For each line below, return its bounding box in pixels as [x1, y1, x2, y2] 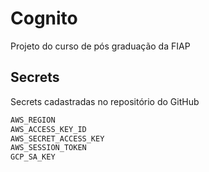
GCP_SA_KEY [10, 152, 56, 162]
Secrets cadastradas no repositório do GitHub [10, 95, 200, 107]
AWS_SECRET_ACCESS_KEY [10, 133, 105, 144]
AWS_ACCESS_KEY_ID [10, 124, 87, 134]
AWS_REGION [10, 115, 56, 125]
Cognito [10, 7, 78, 30]
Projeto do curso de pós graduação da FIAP [10, 40, 191, 52]
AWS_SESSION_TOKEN [10, 143, 87, 153]
